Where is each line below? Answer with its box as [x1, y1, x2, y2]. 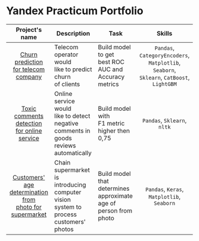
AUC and [97, 65, 123, 73]
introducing [54, 181, 86, 189]
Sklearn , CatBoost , [139, 73, 190, 81]
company [15, 72, 42, 81]
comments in [54, 126, 91, 134]
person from [97, 206, 133, 214]
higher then [97, 126, 130, 134]
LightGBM [152, 81, 177, 87]
